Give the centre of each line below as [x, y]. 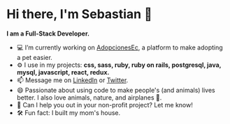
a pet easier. [35, 57]
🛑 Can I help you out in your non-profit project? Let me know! [105, 104]
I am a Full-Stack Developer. [48, 33]
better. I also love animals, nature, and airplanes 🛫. [89, 98]
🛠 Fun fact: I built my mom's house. [69, 113]
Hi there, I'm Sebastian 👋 [80, 14]
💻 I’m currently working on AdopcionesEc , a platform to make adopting [120, 47]
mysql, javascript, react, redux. [63, 72]
